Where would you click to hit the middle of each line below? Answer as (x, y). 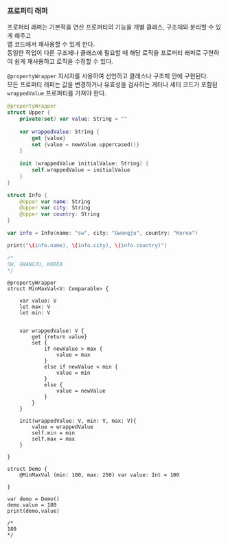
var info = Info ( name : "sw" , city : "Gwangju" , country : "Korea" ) (103, 233)
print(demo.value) (33, 511)
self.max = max (54, 439)
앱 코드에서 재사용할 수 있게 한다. (51, 44)
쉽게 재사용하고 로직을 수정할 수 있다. (64, 61)
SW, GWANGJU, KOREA (35, 264)
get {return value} (60, 337)
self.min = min (54, 433)
